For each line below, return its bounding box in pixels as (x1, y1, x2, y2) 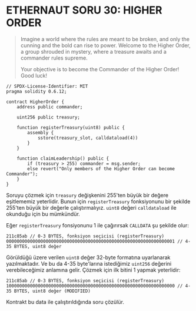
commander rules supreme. (20, 54, 88, 61)
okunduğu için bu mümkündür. (6, 210, 81, 217)
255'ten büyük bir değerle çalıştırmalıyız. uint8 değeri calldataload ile (6, 204, 177, 211)
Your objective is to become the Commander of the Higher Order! (20, 65, 180, 72)
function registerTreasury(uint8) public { (16, 124, 125, 130)
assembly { (27, 130, 54, 135)
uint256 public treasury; (16, 114, 81, 120)
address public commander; (16, 104, 83, 110)
